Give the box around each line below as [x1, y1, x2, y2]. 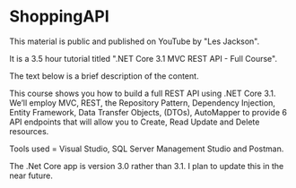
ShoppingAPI [9, 6, 109, 27]
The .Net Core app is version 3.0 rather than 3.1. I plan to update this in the [9, 160, 284, 171]
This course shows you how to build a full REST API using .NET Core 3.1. [9, 88, 276, 98]
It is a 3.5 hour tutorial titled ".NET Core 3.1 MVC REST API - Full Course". [9, 53, 278, 64]
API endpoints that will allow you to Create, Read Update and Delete [9, 116, 260, 127]
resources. [9, 125, 49, 136]
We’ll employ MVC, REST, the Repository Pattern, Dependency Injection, [9, 97, 276, 108]
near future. [9, 170, 54, 181]
